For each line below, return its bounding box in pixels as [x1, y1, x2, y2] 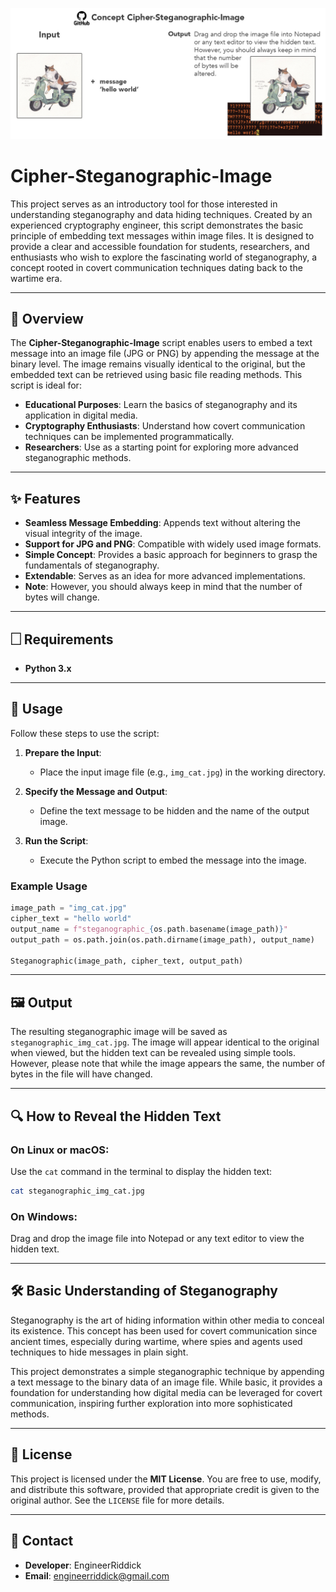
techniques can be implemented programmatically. [24, 431, 235, 443]
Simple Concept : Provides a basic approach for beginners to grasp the [24, 549, 318, 561]
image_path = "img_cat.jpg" [10, 903, 128, 913]
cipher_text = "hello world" [10, 914, 132, 924]
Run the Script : [24, 834, 89, 847]
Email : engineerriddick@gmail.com [24, 1569, 170, 1582]
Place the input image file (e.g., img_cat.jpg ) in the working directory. [39, 766, 326, 778]
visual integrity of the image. [24, 528, 143, 540]
